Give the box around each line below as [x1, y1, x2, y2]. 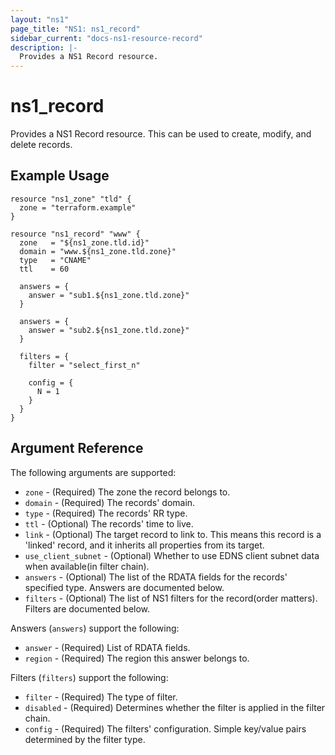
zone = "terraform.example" [19, 202, 137, 213]
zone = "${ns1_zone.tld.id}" [19, 237, 150, 248]
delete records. [10, 139, 73, 151]
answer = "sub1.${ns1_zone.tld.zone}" [28, 290, 190, 300]
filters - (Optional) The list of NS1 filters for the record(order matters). [24, 592, 318, 604]
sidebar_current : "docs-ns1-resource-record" [10, 33, 203, 43]
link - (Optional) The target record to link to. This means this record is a [24, 528, 322, 540]
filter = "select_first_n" [28, 360, 141, 370]
